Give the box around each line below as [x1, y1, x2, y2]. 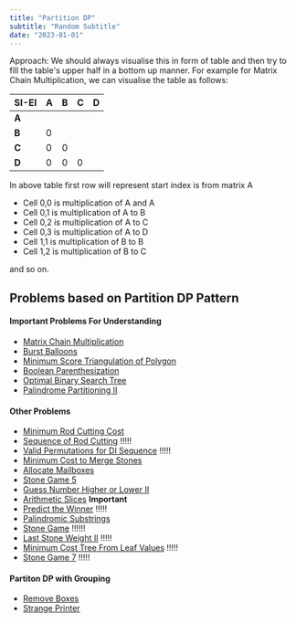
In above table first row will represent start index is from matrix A [9, 180, 253, 191]
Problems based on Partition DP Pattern [9, 290, 239, 306]
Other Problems [9, 406, 71, 417]
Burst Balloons [22, 345, 78, 356]
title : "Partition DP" [9, 13, 96, 23]
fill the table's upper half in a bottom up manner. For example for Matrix [9, 65, 278, 76]
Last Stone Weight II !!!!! [22, 533, 112, 544]
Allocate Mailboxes [22, 465, 94, 476]
